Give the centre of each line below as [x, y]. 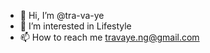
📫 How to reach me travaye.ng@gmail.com [109, 37]
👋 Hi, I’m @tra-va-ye [62, 15]
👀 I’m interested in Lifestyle [75, 26]
